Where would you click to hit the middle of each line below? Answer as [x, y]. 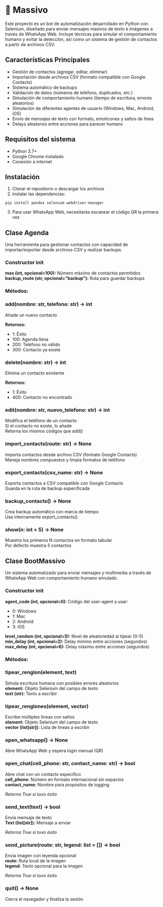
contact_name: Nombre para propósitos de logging [57, 784]
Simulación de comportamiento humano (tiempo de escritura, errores [82, 98]
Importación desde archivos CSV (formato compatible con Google [79, 77]
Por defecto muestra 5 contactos [38, 546]
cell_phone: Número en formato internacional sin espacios [64, 779]
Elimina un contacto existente [35, 373]
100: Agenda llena [30, 339]
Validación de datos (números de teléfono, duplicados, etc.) [72, 92]
